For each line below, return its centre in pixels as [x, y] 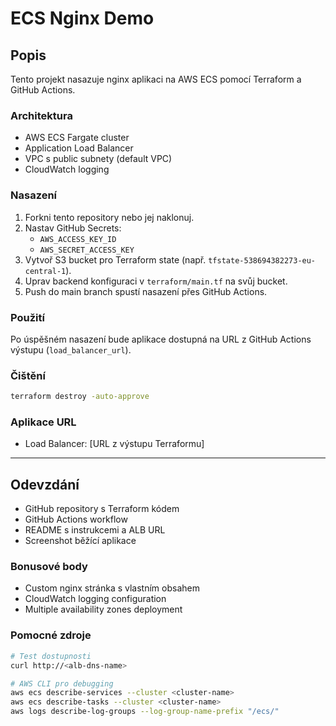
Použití [27, 317]
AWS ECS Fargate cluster [77, 138]
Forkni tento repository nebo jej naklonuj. [109, 217]
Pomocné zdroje [51, 635]
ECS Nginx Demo [82, 18]
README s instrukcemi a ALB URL [95, 530]
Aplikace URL [43, 422]
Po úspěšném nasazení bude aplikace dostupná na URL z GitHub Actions [161, 339]
